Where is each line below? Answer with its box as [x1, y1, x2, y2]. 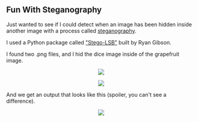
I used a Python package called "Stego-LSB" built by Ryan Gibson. [6, 38, 172, 46]
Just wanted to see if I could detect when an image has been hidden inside [6, 20, 193, 28]
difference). [6, 97, 36, 105]
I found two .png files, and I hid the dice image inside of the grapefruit [6, 50, 179, 58]
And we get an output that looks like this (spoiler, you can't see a [6, 91, 167, 98]
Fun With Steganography [6, 5, 102, 15]
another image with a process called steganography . [6, 27, 137, 34]
